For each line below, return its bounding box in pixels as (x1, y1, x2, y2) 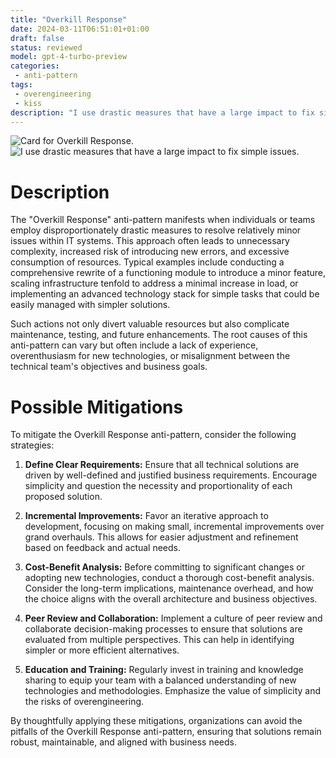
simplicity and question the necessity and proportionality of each (24, 480, 293, 492)
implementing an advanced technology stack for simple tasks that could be (10, 288, 320, 300)
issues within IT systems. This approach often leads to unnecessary (10, 235, 290, 247)
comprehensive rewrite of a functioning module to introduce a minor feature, (10, 267, 326, 279)
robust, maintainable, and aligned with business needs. (10, 736, 237, 748)
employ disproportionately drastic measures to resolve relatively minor (10, 224, 302, 236)
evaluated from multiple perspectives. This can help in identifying (24, 634, 295, 646)
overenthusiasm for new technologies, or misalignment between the (10, 350, 291, 362)
